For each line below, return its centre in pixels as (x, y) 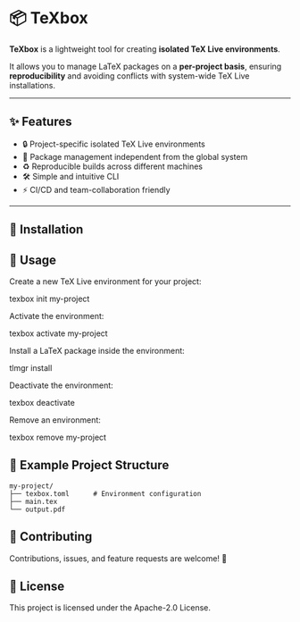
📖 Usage (33, 260)
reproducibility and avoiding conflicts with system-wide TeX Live (129, 76)
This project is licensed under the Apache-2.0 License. (110, 608)
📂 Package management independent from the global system (135, 156)
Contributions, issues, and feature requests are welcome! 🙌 (118, 558)
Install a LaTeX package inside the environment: (97, 350)
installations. (33, 85)
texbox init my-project (50, 298)
